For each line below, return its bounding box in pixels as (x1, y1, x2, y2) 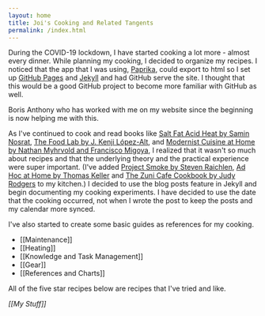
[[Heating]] (19, 243, 56, 253)
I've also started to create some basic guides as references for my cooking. (8, 220, 255, 229)
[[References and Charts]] (19, 269, 105, 278)
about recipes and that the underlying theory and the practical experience (8, 154, 249, 164)
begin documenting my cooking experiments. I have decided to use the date (8, 187, 256, 197)
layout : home (8, 11, 51, 20)
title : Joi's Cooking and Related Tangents (8, 19, 154, 27)
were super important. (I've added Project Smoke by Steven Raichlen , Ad (8, 163, 246, 172)
